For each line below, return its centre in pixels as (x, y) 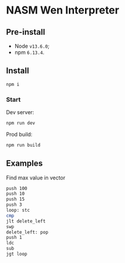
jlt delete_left (26, 221)
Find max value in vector (36, 178)
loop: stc (18, 210)
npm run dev (21, 123)
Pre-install (26, 32)
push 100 (17, 188)
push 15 (16, 199)
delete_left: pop (27, 232)
